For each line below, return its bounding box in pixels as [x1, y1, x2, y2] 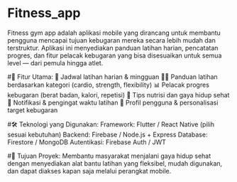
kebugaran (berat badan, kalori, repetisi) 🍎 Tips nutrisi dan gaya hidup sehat [7, 90, 230, 99]
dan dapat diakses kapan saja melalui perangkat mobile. [7, 166, 172, 175]
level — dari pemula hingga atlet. [7, 58, 104, 67]
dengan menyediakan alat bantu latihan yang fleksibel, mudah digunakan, [7, 159, 223, 168]
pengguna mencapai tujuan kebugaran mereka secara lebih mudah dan [7, 36, 216, 44]
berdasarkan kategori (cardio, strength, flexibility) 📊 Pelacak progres [7, 80, 209, 89]
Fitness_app [7, 5, 81, 21]
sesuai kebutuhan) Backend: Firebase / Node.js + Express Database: [7, 130, 208, 139]
